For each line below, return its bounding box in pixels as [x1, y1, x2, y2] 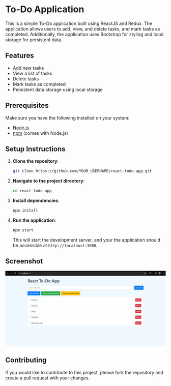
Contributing [5, 356, 47, 365]
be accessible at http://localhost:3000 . [12, 242, 98, 248]
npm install [12, 208, 38, 213]
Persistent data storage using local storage [12, 86, 103, 93]
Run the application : [12, 217, 56, 223]
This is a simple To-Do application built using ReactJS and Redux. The [5, 20, 153, 26]
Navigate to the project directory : [12, 178, 85, 184]
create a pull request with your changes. [5, 375, 90, 381]
